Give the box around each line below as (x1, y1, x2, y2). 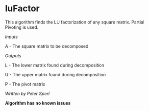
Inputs (5, 34, 18, 40)
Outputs (5, 52, 22, 59)
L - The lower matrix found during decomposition (5, 62, 104, 68)
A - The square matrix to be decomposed (5, 43, 89, 49)
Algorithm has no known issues (5, 100, 71, 106)
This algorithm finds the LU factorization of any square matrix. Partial (5, 19, 145, 25)
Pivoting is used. (5, 24, 39, 30)
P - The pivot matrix (5, 81, 46, 87)
